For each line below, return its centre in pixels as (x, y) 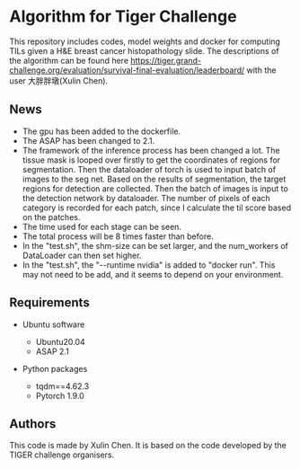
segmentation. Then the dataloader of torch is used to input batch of (149, 169)
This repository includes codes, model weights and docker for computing (145, 41)
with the (261, 70)
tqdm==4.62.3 (62, 386)
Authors (33, 424)
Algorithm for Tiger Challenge (123, 17)
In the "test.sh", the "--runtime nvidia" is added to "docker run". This (149, 265)
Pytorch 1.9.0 (60, 395)
